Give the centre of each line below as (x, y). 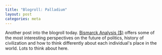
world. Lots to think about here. (37, 48)
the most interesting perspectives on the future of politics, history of (75, 38)
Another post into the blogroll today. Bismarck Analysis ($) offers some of (80, 33)
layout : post (19, 14)
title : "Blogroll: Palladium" (36, 10)
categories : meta (23, 19)
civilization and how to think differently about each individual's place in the (81, 43)
